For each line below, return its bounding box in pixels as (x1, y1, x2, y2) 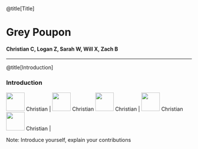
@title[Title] (6, 5, 35, 12)
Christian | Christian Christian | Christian (25, 105, 183, 112)
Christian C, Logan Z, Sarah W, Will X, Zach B (6, 45, 118, 52)
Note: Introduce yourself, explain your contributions (6, 136, 131, 143)
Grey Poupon (6, 26, 72, 39)
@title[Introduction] (6, 64, 54, 71)
